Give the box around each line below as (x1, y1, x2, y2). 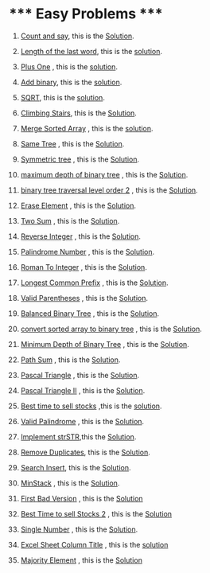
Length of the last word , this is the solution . (20, 46, 162, 56)
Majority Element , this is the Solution (20, 555, 142, 565)
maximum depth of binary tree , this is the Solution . (20, 170, 189, 179)
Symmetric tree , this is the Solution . (20, 154, 140, 164)
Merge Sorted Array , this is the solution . (20, 123, 154, 133)
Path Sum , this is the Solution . (20, 355, 121, 364)
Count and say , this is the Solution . (20, 31, 134, 41)
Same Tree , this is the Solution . (20, 138, 125, 148)
